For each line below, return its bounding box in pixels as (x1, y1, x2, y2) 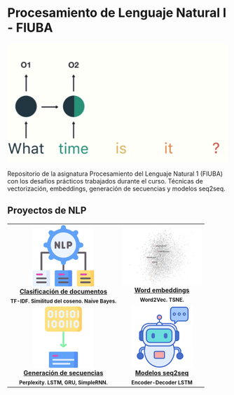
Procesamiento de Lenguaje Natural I (7, 5, 226, 21)
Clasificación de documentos (20, 287, 107, 296)
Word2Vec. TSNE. (139, 296, 184, 303)
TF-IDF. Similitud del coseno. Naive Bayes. (10, 298, 117, 305)
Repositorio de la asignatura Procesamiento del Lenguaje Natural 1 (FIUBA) (7, 169, 223, 178)
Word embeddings (134, 286, 190, 294)
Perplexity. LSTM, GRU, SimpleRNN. (19, 379, 108, 386)
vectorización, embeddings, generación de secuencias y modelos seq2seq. (7, 184, 226, 193)
